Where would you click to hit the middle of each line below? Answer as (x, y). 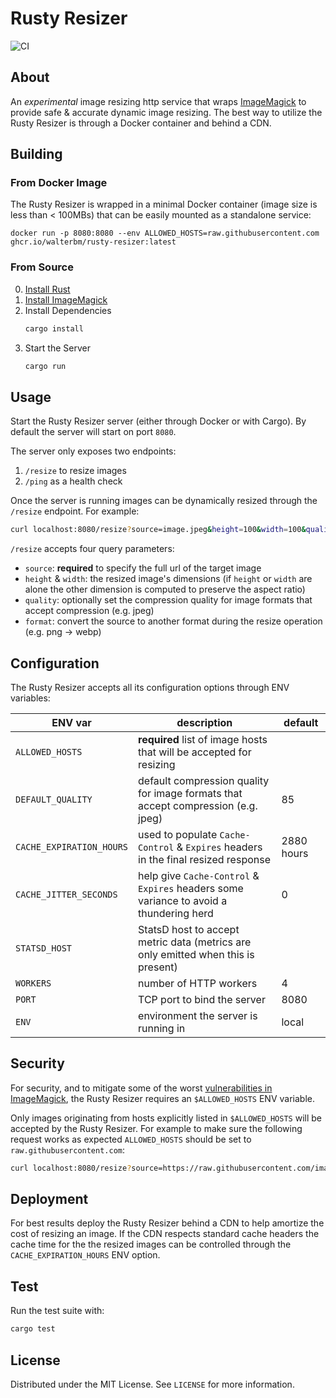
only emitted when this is (196, 954)
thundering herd (176, 913)
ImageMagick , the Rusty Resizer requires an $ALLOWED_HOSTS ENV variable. (162, 1098)
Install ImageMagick (66, 299)
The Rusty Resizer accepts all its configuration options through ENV (150, 687)
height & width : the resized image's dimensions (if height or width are (168, 579)
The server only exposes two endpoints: (93, 451)
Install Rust (47, 289)
